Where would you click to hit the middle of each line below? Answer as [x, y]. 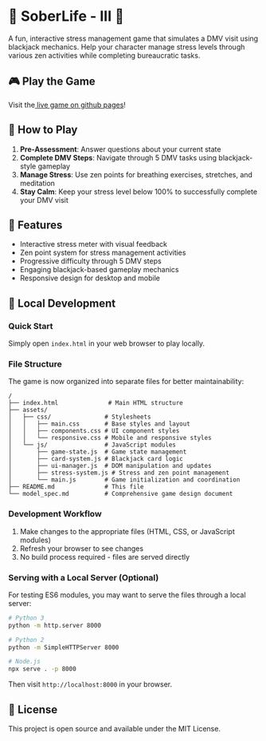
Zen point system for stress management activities [103, 253]
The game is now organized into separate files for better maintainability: [126, 382]
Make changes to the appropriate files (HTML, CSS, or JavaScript [127, 531]
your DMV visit [44, 200]
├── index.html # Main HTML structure [96, 403]
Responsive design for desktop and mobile [90, 278]
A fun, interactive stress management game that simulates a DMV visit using [133, 38]
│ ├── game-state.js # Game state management [98, 452]
